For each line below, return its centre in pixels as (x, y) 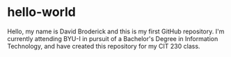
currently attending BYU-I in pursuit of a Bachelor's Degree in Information (113, 38)
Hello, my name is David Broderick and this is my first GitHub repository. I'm (116, 31)
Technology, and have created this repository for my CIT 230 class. (104, 46)
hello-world (42, 12)
